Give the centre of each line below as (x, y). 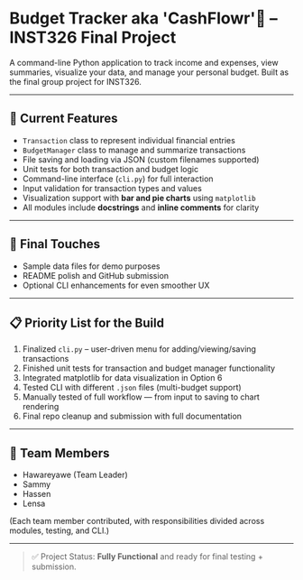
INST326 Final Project (93, 37)
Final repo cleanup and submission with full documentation (132, 416)
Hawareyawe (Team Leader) (75, 475)
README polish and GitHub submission (96, 275)
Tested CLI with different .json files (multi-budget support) (132, 388)
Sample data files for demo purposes (91, 266)
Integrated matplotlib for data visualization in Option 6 (122, 378)
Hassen (37, 494)
